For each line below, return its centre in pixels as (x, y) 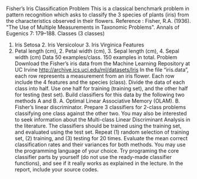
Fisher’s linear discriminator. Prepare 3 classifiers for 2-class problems (100, 107)
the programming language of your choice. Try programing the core (97, 151)
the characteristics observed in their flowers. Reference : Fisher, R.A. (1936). (98, 21)
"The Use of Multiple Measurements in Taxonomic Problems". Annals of (93, 27)
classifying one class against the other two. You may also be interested (101, 113)
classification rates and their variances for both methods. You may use (100, 144)
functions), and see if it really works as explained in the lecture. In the (99, 163)
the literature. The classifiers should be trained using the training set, (98, 126)
